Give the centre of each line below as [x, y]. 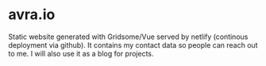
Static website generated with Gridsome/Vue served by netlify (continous [128, 37]
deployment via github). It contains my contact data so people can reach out [133, 45]
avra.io [32, 15]
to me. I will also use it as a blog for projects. [81, 53]
